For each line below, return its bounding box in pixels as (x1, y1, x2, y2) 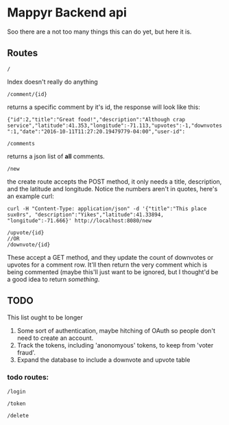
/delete (7, 412, 29, 419)
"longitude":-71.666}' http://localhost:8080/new (7, 217, 152, 224)
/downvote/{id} (7, 241, 51, 248)
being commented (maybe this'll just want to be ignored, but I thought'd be (7, 267, 219, 276)
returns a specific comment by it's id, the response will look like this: (7, 103, 200, 111)
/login (7, 388, 26, 395)
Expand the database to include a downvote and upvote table (16, 355, 191, 364)
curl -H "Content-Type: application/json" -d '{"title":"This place (7, 205, 207, 212)
